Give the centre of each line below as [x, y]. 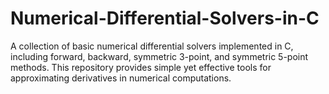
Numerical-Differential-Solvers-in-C [165, 18]
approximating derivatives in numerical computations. [121, 78]
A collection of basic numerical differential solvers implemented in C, [152, 46]
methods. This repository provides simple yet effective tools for [141, 67]
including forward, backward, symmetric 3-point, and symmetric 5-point [159, 56]
